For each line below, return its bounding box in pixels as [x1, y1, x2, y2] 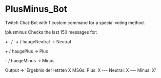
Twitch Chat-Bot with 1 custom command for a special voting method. [5, 20, 145, 26]
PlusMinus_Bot [5, 3, 67, 15]
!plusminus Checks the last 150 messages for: [5, 29, 98, 35]
